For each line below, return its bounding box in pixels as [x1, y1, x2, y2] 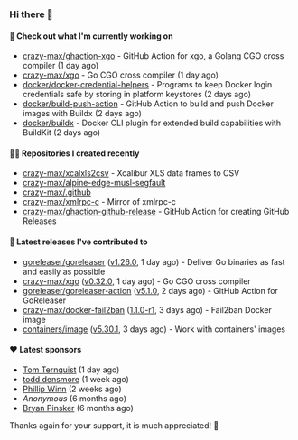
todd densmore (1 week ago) [22, 373, 129, 384]
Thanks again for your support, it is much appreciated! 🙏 [9, 419, 219, 431]
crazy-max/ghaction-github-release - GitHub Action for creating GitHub [22, 206, 290, 217]
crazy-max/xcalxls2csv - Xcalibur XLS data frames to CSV [22, 168, 240, 179]
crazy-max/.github [22, 187, 92, 197]
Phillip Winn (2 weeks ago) [22, 383, 122, 394]
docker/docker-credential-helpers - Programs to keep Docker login [22, 79, 273, 90]
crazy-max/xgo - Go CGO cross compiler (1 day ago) [22, 69, 219, 80]
